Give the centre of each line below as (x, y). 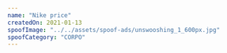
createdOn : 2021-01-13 (45, 23)
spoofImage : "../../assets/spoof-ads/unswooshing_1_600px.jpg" (114, 30)
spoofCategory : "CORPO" (47, 37)
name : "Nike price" (40, 15)
